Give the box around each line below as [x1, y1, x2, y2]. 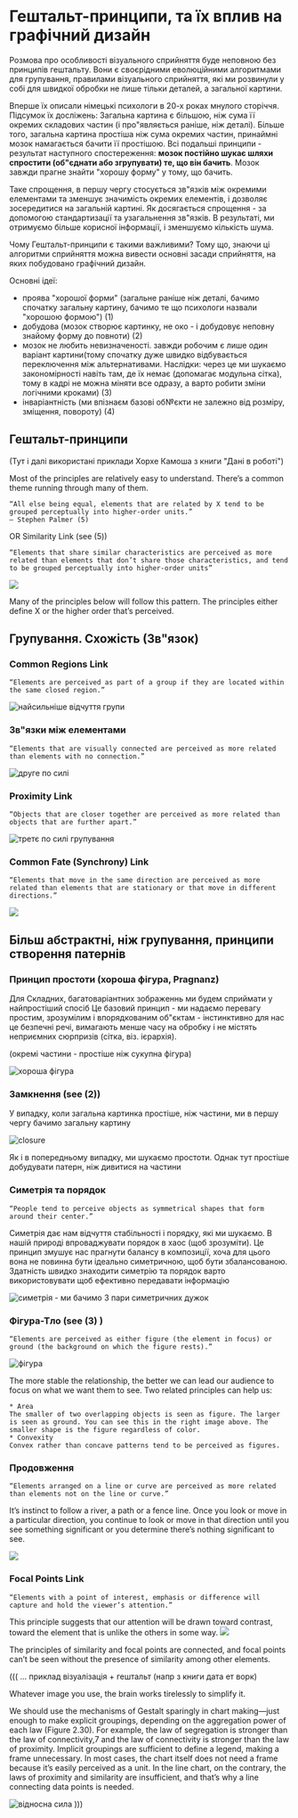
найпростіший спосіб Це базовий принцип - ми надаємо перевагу [9, 1003, 262, 1013]
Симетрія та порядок [9, 1183, 107, 1196]
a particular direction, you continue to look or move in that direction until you [9, 1515, 289, 1526]
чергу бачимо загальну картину [9, 1118, 131, 1128]
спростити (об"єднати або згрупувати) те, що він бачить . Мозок [9, 157, 260, 168]
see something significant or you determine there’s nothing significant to [9, 1524, 275, 1535]
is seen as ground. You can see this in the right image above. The [9, 1417, 269, 1427]
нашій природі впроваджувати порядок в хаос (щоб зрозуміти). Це [9, 1237, 264, 1248]
